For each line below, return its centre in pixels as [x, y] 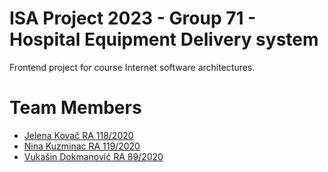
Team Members [75, 108]
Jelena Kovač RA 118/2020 [78, 135]
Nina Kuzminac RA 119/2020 [82, 146]
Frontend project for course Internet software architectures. [132, 67]
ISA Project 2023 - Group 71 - [133, 18]
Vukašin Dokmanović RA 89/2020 [93, 156]
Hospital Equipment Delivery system [164, 39]
